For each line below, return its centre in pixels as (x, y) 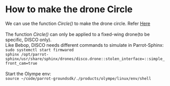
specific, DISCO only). (29, 40)
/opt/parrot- (35, 54)
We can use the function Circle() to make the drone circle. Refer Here (78, 23)
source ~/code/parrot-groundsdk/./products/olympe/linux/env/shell (78, 78)
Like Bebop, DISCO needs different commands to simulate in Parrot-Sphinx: (84, 45)
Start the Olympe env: (28, 74)
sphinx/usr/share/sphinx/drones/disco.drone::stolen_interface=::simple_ (85, 59)
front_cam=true (21, 63)
